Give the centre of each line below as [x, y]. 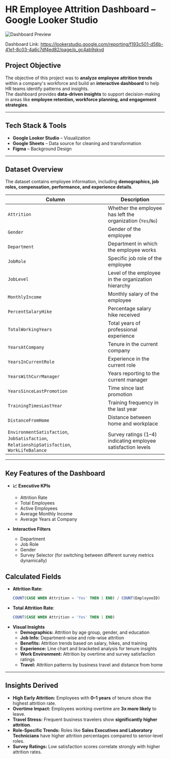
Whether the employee [135, 208]
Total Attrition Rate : [33, 608]
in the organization [130, 279]
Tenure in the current [133, 344]
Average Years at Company [49, 519]
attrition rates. [27, 752]
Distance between [130, 417]
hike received [124, 315]
